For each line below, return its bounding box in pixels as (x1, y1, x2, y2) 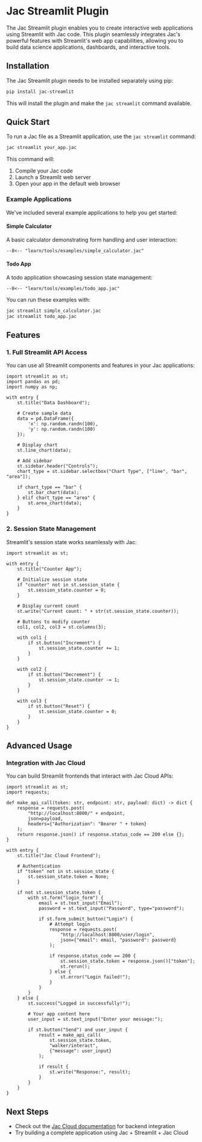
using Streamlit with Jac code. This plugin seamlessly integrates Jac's (6, 30, 181, 37)
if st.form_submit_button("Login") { (38, 916, 134, 922)
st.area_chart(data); (28, 500, 83, 506)
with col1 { (17, 635, 47, 641)
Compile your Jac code (14, 167, 74, 174)
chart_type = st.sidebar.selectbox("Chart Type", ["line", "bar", (17, 469, 188, 475)
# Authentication (17, 863, 61, 869)
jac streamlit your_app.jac (6, 145, 77, 151)
